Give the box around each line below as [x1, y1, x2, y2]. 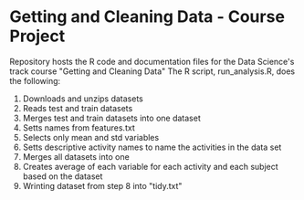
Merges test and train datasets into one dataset [22, 112, 201, 123]
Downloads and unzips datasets [22, 93, 143, 104]
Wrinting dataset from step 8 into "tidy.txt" [22, 180, 183, 191]
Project [9, 26, 66, 47]
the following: [9, 75, 61, 86]
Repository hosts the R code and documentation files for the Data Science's [9, 56, 295, 67]
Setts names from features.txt [22, 121, 135, 133]
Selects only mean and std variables [22, 132, 160, 142]
